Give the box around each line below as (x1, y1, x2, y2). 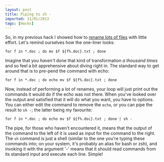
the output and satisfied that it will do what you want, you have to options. (5, 97, 154, 103)
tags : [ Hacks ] (5, 21, 34, 26)
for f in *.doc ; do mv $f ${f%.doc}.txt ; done (5, 49, 106, 54)
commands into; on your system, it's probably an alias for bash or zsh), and (5, 141, 158, 147)
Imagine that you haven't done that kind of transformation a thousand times (5, 57, 158, 64)
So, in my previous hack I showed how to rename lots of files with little (5, 34, 147, 40)
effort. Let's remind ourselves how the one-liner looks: (5, 40, 115, 46)
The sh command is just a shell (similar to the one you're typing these (5, 135, 145, 141)
